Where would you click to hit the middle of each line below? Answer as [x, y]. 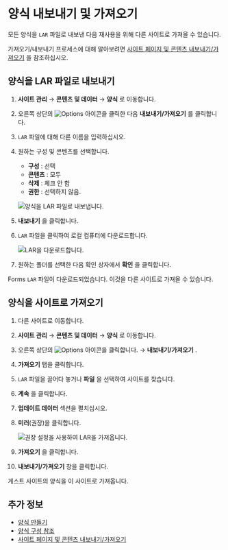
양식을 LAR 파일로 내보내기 [61, 81]
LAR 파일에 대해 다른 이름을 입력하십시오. [72, 136]
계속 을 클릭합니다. [42, 393]
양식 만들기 [33, 523]
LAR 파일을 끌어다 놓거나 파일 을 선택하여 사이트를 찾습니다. [96, 379]
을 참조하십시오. [47, 57]
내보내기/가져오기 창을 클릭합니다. [63, 466]
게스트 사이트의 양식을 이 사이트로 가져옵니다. [68, 481]
